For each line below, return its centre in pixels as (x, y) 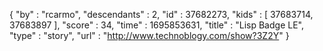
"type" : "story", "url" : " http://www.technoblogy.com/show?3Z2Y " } (149, 35)
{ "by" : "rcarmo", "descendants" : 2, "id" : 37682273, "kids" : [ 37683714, (161, 14)
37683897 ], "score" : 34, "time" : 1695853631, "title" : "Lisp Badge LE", (156, 25)
